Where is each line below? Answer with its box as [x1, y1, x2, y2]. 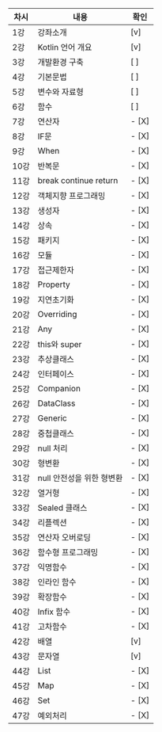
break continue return [37, 175, 119, 185]
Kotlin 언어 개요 [37, 42, 92, 52]
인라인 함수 [37, 577, 77, 587]
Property [37, 279, 70, 290]
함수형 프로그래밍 [37, 547, 99, 558]
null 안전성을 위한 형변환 [37, 473, 123, 483]
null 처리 [37, 443, 68, 454]
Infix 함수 [37, 606, 71, 617]
